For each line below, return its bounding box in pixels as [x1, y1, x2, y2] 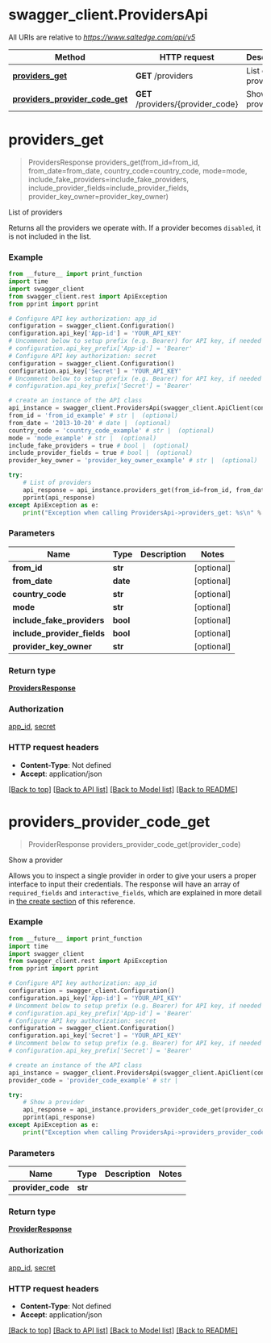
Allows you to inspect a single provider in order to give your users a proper [8, 870, 256, 880]
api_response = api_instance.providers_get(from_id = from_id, [23, 486, 232, 494]
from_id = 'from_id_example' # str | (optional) [8, 411, 179, 420]
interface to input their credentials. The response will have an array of [8, 879, 240, 889]
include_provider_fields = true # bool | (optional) [8, 449, 194, 457]
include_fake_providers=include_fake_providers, [27, 174, 190, 184]
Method [55, 51, 86, 62]
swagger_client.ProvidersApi [8, 6, 208, 24]
